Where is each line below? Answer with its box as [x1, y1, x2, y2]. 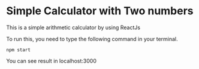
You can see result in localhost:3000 [6, 57, 97, 64]
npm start [6, 46, 31, 53]
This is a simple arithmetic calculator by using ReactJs [6, 24, 141, 31]
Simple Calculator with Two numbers [6, 4, 194, 18]
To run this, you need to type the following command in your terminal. [6, 35, 178, 42]
